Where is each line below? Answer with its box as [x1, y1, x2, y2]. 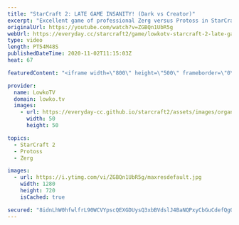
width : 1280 [20, 180, 55, 188]
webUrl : [7, 30, 31, 38]
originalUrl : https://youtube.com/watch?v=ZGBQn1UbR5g [7, 23, 174, 31]
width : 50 [26, 115, 55, 123]
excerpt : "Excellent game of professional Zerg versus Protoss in [7, 17, 208, 24]
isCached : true [20, 193, 65, 201]
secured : [7, 207, 33, 214]
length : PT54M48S [7, 43, 59, 50]
